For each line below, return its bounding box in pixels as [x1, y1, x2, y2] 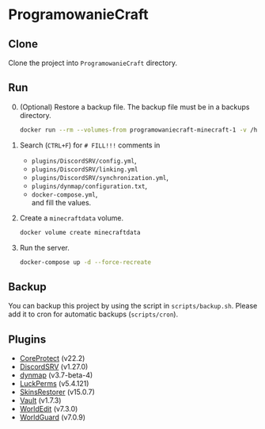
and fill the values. [31, 197, 92, 207]
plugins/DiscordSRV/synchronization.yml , [31, 172, 168, 182]
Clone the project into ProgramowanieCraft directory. [8, 58, 178, 67]
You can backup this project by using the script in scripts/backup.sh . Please [8, 301, 258, 311]
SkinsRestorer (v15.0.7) [19, 387, 95, 397]
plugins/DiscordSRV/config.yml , [31, 155, 137, 165]
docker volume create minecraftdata [19, 228, 141, 236]
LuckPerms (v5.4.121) [19, 379, 89, 389]
